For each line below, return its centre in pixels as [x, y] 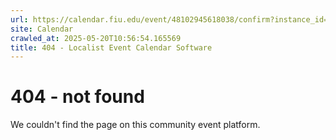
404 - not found [77, 97]
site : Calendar [42, 29]
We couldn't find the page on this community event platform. [135, 125]
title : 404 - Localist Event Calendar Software [111, 47]
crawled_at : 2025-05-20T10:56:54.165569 [96, 38]
